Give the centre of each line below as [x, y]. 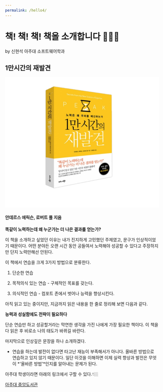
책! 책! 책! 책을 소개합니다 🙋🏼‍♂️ [62, 36]
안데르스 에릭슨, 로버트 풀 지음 [33, 218]
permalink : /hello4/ [26, 10]
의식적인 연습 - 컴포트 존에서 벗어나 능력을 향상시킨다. [63, 293]
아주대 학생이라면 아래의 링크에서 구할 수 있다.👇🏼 [52, 374]
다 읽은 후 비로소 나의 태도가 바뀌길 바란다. [45, 330]
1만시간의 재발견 [28, 68]
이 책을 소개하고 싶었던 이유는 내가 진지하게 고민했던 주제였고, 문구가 [70, 240]
